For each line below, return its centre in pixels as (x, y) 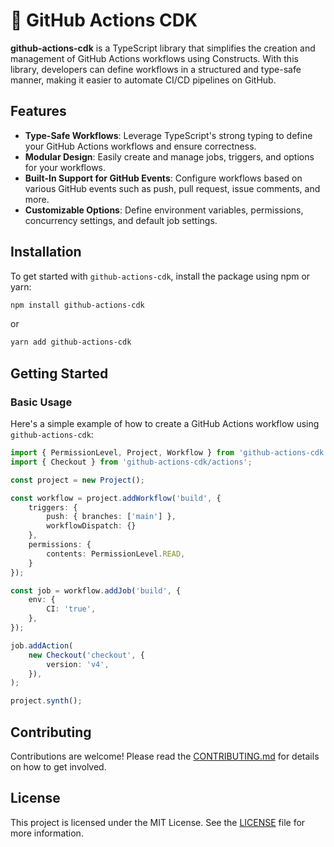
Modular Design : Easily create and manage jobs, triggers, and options (169, 156)
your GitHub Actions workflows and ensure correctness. (140, 146)
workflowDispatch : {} (91, 526)
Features (38, 111)
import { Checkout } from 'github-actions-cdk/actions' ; (131, 462)
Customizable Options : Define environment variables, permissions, (164, 210)
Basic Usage (41, 402)
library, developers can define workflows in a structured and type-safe (156, 69)
